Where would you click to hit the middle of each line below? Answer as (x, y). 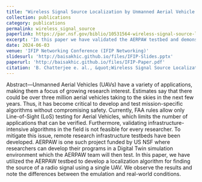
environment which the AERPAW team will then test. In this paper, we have (98, 155)
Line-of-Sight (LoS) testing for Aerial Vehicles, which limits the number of (97, 117)
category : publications (36, 23)
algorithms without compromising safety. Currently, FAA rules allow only (96, 110)
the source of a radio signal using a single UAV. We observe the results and (99, 168)
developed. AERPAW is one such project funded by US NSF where (88, 142)
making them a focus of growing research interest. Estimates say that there (99, 91)
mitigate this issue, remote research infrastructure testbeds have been (93, 136)
